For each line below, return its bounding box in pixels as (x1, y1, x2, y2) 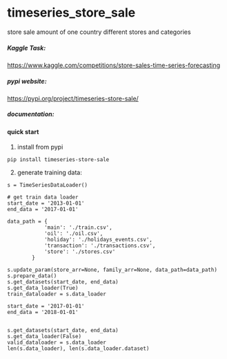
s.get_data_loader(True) (7, 285, 79, 292)
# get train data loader (7, 194, 79, 201)
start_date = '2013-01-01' (7, 200, 85, 207)
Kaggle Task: (7, 44, 46, 52)
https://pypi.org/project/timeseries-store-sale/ (7, 94, 139, 102)
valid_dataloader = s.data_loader (7, 339, 107, 347)
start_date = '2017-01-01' (7, 303, 85, 310)
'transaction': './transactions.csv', (43, 242, 156, 250)
